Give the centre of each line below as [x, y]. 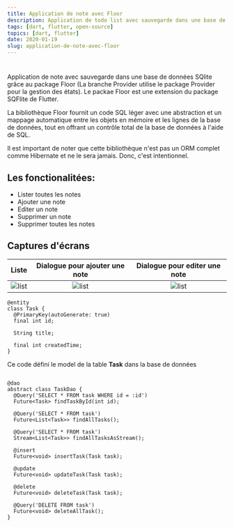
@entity [18, 303]
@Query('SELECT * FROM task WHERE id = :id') [81, 395]
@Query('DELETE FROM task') [54, 505]
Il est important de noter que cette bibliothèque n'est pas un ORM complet [114, 148]
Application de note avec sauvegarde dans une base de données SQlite [110, 77]
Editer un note [37, 209]
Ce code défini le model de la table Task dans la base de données [102, 364]
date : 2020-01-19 [32, 40]
